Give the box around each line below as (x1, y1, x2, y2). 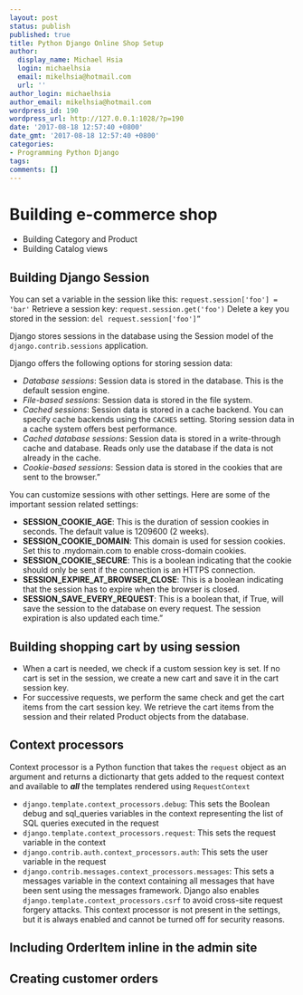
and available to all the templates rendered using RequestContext (9, 780, 251, 791)
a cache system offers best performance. (22, 423, 178, 435)
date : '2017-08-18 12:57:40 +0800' (9, 123, 144, 132)
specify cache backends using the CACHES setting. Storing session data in (22, 414, 295, 425)
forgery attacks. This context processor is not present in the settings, (22, 903, 280, 915)
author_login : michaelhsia (9, 89, 111, 98)
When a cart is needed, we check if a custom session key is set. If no (22, 662, 280, 673)
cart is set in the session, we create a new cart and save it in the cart (22, 672, 279, 683)
